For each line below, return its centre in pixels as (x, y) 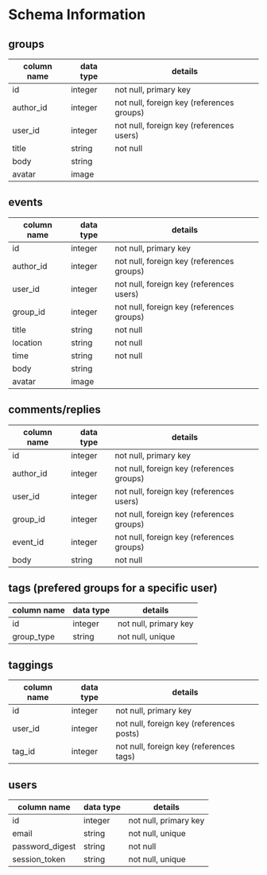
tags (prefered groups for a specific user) (113, 588)
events (26, 202)
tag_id (24, 752)
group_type (34, 636)
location (27, 342)
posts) (128, 733)
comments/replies (55, 410)
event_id (28, 542)
